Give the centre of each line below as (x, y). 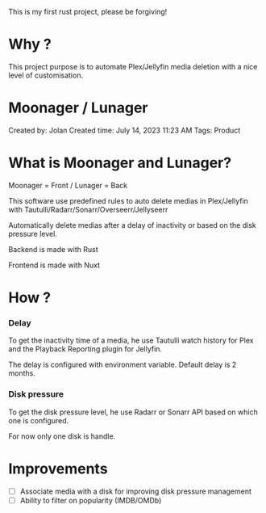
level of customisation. (46, 75)
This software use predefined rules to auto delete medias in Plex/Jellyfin (128, 200)
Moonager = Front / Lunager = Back (68, 185)
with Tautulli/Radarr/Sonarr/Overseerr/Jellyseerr (88, 209)
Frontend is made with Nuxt (54, 265)
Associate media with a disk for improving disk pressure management (136, 491)
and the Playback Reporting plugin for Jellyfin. (85, 349)
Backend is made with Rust (53, 249)
